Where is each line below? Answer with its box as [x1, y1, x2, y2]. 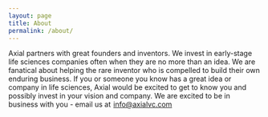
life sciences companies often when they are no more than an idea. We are [8, 57, 256, 67]
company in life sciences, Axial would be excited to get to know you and [8, 83, 247, 92]
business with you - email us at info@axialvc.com [8, 99, 173, 109]
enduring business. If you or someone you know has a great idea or [8, 74, 232, 84]
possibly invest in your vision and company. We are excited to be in [8, 91, 230, 101]
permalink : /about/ [8, 26, 74, 34]
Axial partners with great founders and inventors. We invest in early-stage [8, 49, 253, 58]
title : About [8, 19, 52, 27]
